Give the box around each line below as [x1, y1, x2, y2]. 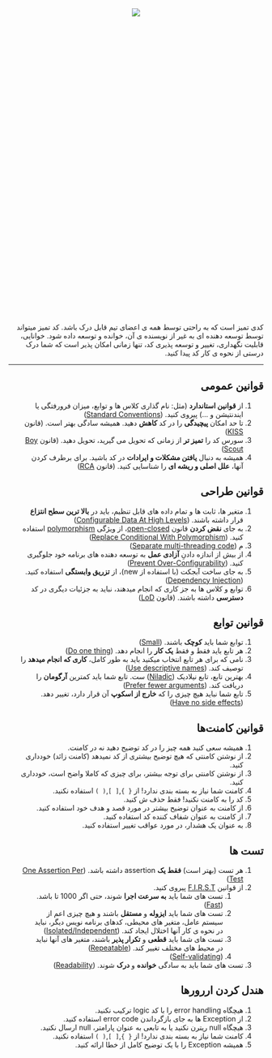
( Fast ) [203, 900, 223, 910]
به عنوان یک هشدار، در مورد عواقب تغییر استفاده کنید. [82, 820, 244, 830]
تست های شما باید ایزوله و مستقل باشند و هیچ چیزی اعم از [46, 909, 223, 918]
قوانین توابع [213, 616, 264, 630]
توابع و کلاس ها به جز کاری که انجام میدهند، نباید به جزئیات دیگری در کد [31, 583, 244, 593]
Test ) [226, 874, 244, 884]
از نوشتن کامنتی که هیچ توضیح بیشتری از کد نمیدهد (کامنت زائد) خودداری [25, 751, 244, 761]
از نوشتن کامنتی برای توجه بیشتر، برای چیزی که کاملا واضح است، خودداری [20, 768, 244, 778]
